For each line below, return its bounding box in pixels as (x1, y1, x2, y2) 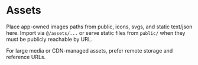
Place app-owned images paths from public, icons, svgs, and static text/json (6, 23, 193, 30)
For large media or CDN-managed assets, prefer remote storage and (6, 47, 173, 54)
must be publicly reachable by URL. (6, 35, 93, 43)
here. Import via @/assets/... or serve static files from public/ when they (6, 29, 186, 36)
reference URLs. (6, 53, 46, 60)
